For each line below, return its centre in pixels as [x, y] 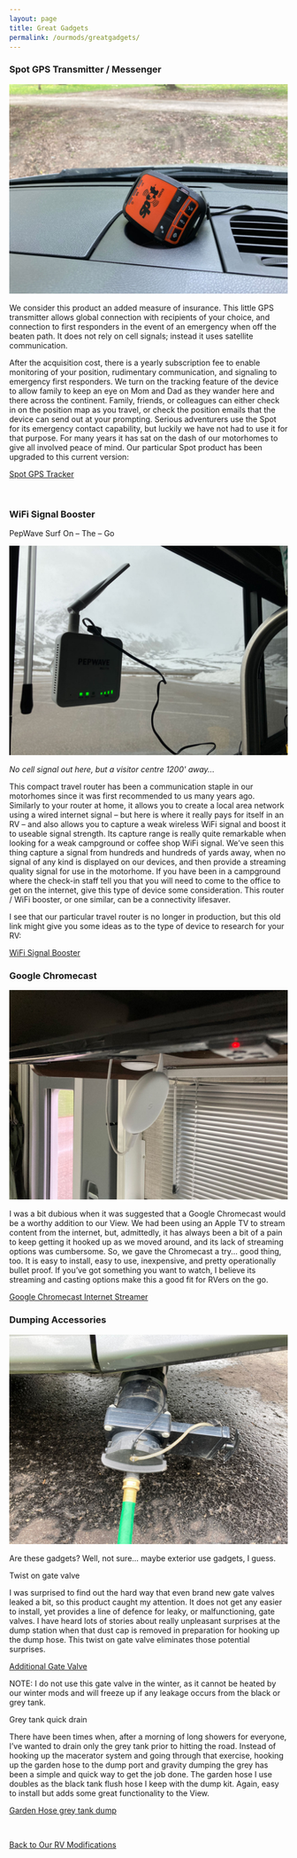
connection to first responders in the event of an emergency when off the [143, 326]
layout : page [33, 19]
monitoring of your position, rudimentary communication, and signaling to [143, 371]
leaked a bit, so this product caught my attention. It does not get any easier [146, 1602]
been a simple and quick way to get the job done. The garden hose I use [141, 1774]
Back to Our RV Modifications [63, 1845]
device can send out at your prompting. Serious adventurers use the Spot [143, 419]
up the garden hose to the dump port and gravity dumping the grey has [139, 1765]
